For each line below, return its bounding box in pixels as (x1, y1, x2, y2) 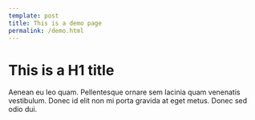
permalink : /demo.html (8, 26, 84, 34)
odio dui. (8, 105, 38, 114)
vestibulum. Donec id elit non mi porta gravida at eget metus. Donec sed (8, 96, 248, 106)
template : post (8, 11, 59, 20)
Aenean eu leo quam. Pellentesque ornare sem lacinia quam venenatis (8, 87, 241, 97)
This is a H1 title (8, 61, 115, 79)
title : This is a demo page (8, 19, 103, 27)
